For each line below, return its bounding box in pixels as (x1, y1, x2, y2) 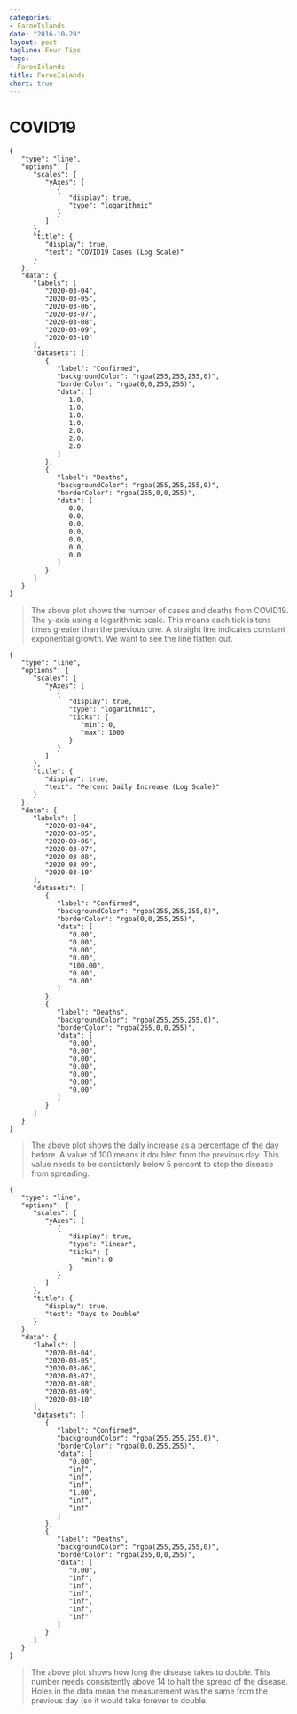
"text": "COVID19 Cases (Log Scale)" (44, 248, 184, 257)
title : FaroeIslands (9, 71, 86, 80)
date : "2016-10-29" (9, 29, 82, 38)
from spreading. (30, 1168, 90, 1179)
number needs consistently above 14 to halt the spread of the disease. (30, 1676, 288, 1686)
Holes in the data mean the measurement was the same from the (30, 1686, 269, 1696)
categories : (9, 12, 53, 22)
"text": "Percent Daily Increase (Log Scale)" (44, 782, 220, 791)
